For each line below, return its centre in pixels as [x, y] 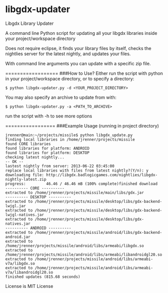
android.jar [18, 237]
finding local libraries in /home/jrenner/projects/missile [70, 139]
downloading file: [25, 175]
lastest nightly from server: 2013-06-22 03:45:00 [60, 166]
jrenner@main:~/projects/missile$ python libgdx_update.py [69, 135]
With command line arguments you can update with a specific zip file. [78, 63]
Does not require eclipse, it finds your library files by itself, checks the [78, 48]
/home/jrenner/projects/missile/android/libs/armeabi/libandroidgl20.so [84, 255]
